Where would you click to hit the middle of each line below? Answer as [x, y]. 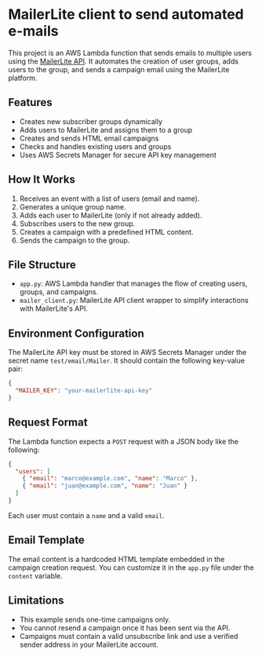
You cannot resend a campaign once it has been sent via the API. [125, 628]
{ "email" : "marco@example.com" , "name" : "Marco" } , [110, 479]
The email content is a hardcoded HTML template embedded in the [116, 559]
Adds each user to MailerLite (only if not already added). [111, 215]
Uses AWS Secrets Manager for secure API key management [118, 155]
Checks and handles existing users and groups [95, 146]
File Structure [42, 265]
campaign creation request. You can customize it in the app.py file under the [131, 568]
